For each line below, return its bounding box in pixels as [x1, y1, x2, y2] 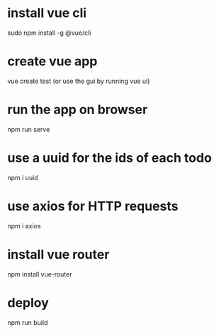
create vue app [7, 53, 98, 69]
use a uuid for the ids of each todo [7, 150, 213, 166]
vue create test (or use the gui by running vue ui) [7, 77, 150, 85]
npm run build [7, 318, 48, 327]
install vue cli [7, 5, 87, 21]
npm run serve [7, 125, 50, 133]
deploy [7, 294, 50, 311]
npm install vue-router [7, 269, 72, 278]
